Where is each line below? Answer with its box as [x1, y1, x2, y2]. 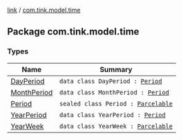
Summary [99, 64, 133, 74]
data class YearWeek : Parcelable [59, 122, 173, 130]
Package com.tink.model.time [7, 26, 139, 37]
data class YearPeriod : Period [59, 111, 166, 119]
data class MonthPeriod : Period [59, 88, 169, 96]
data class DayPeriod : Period [59, 77, 162, 85]
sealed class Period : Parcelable [59, 100, 173, 107]
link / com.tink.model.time [7, 6, 81, 14]
